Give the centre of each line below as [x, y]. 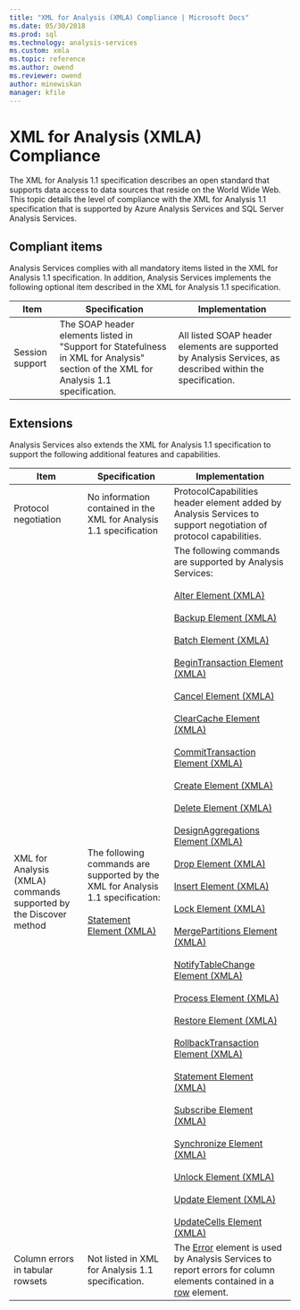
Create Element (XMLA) [224, 786]
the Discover [40, 914]
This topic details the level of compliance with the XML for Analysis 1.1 [137, 200]
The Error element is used [228, 1247]
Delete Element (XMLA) [223, 808]
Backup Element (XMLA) [225, 618]
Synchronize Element [218, 1144]
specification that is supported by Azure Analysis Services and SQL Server [146, 209]
